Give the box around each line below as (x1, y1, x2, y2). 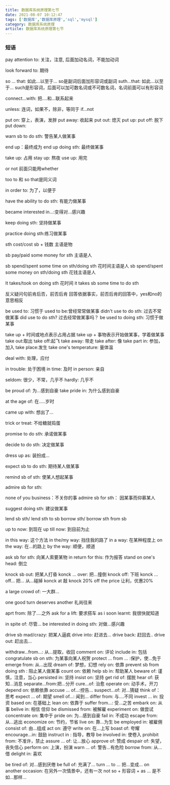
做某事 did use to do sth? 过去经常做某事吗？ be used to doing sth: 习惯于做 (5, 314, 164, 321)
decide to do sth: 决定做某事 (5, 442, 65, 448)
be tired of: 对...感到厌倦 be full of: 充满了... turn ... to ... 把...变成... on (5, 762, 150, 768)
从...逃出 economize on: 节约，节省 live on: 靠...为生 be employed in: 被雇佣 (5, 719, 163, 725)
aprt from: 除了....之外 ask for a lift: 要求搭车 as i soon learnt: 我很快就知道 (5, 610, 159, 616)
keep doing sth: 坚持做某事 (5, 220, 62, 226)
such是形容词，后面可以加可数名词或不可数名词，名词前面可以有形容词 (15, 84, 163, 91)
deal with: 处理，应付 (5, 355, 49, 361)
